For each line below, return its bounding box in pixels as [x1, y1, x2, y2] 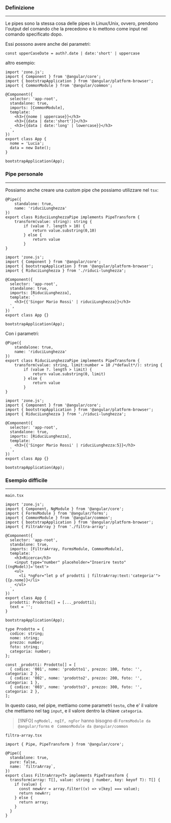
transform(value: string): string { [14, 219, 93, 224]
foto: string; [10, 644, 40, 649]
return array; [18, 800, 49, 805]
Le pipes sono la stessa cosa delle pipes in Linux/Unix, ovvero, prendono [5, 20, 159, 26]
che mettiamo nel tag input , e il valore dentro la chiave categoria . [5, 707, 143, 714]
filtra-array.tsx [5, 732, 42, 738]
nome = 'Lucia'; [10, 141, 44, 146]
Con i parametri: [5, 330, 39, 336]
